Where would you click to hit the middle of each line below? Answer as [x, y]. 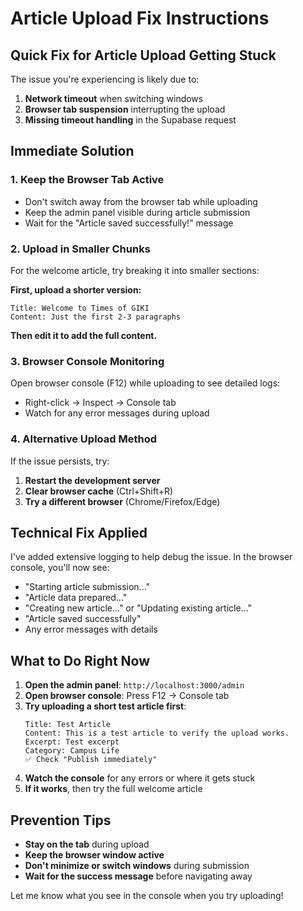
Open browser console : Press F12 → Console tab [127, 696]
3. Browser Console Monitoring [87, 361]
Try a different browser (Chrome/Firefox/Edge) [122, 501]
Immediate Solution [72, 151]
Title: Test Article [67, 725]
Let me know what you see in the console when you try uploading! [147, 896]
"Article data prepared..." [76, 598]
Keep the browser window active [94, 855]
